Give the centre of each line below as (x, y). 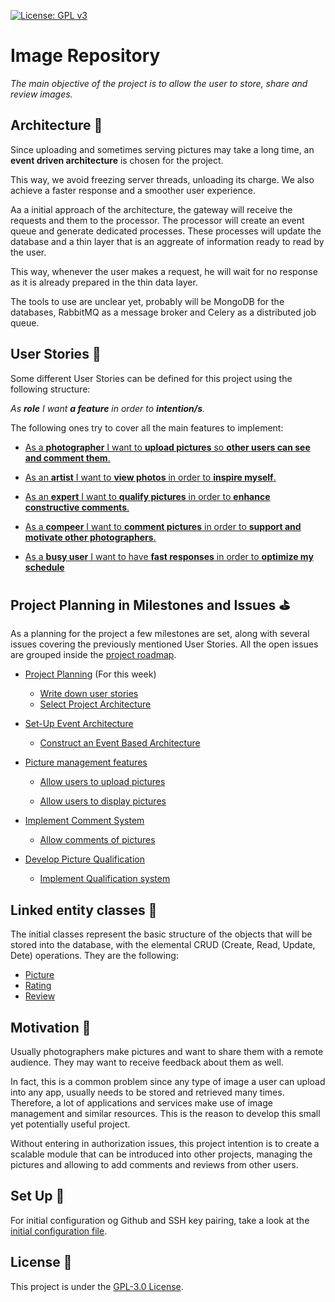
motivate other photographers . (90, 537)
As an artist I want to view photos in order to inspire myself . (150, 477)
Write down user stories (89, 694)
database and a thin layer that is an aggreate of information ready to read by (167, 241)
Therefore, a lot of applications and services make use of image (141, 1103)
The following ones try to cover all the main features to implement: (147, 427)
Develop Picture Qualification (84, 859)
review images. (41, 94)
